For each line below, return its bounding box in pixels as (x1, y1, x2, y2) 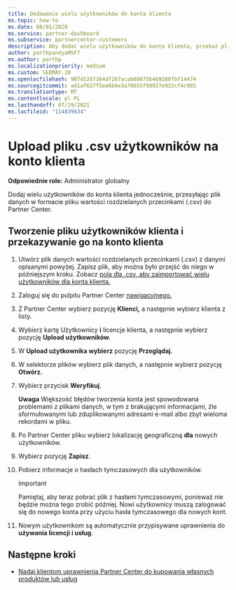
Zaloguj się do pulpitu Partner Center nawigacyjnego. (18, 290, 172, 299)
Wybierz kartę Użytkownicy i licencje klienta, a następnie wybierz (18, 326, 208, 334)
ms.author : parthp (8, 56, 62, 63)
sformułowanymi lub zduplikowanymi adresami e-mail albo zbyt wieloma (18, 410, 228, 418)
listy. (18, 311, 32, 320)
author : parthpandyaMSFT (8, 50, 81, 57)
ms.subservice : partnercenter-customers (8, 36, 128, 43)
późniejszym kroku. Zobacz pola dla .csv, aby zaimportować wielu (18, 269, 209, 278)
